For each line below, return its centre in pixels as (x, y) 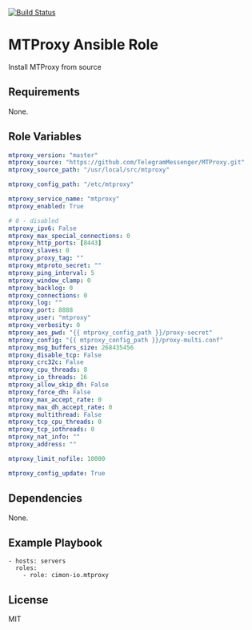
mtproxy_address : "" (43, 445)
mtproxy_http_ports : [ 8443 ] (55, 243)
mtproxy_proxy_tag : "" (46, 258)
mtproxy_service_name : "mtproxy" (64, 199)
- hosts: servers (37, 561)
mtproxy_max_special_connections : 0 (69, 236)
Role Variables (45, 137)
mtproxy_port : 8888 (41, 310)
